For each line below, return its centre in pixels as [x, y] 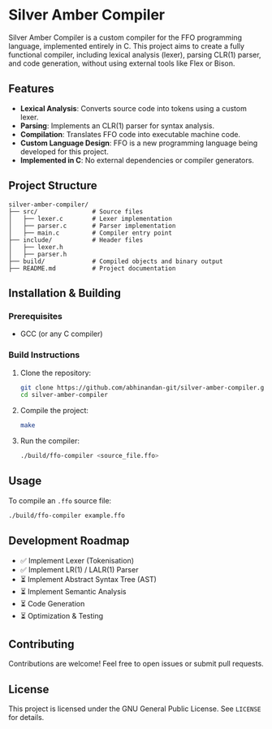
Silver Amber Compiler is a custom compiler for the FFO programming [125, 37]
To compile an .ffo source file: [60, 500]
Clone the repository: [56, 373]
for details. [26, 718]
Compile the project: [54, 411]
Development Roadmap [69, 541]
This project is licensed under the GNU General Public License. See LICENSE [135, 709]
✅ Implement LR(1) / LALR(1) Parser [79, 569]
